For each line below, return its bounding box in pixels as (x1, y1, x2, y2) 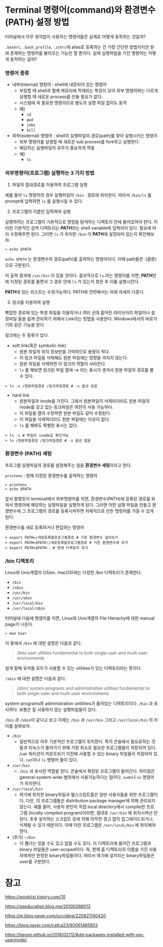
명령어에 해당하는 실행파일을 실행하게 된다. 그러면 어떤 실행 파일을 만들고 (14, 502, 151, 507)
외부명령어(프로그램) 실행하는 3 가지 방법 (5, 170, 95, 176)
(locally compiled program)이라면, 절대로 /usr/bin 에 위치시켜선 (28, 810, 153, 816)
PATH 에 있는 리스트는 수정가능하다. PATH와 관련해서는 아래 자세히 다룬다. (5, 289, 145, 295)
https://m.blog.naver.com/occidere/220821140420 (5, 913, 106, 919)
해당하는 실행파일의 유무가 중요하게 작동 (19, 145, 95, 151)
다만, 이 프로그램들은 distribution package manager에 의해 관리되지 (26, 798, 156, 804)
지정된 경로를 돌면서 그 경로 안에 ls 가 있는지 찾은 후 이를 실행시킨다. (10, 278, 140, 284)
